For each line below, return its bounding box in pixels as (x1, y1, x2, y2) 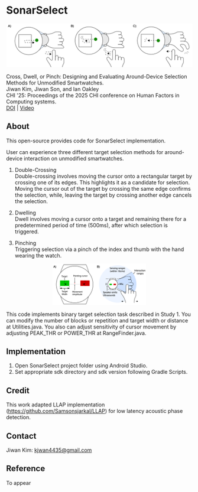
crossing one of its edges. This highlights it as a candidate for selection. (14, 178, 190, 186)
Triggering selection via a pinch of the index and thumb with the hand (14, 246, 184, 253)
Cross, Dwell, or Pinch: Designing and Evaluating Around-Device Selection (6, 73, 187, 80)
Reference (6, 464, 46, 474)
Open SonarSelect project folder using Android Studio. (14, 362, 148, 369)
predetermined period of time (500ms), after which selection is (14, 221, 168, 229)
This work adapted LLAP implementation (6, 401, 105, 408)
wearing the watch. (14, 252, 62, 259)
